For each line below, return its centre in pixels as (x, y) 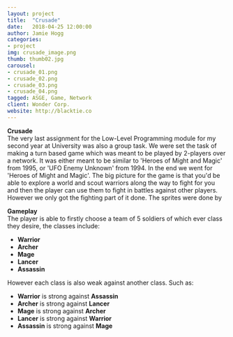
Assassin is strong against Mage (65, 326)
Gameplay (22, 211)
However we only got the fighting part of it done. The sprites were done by (114, 197)
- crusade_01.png (32, 72)
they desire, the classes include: (53, 226)
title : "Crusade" (34, 20)
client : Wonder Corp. (39, 105)
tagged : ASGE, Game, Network (50, 98)
